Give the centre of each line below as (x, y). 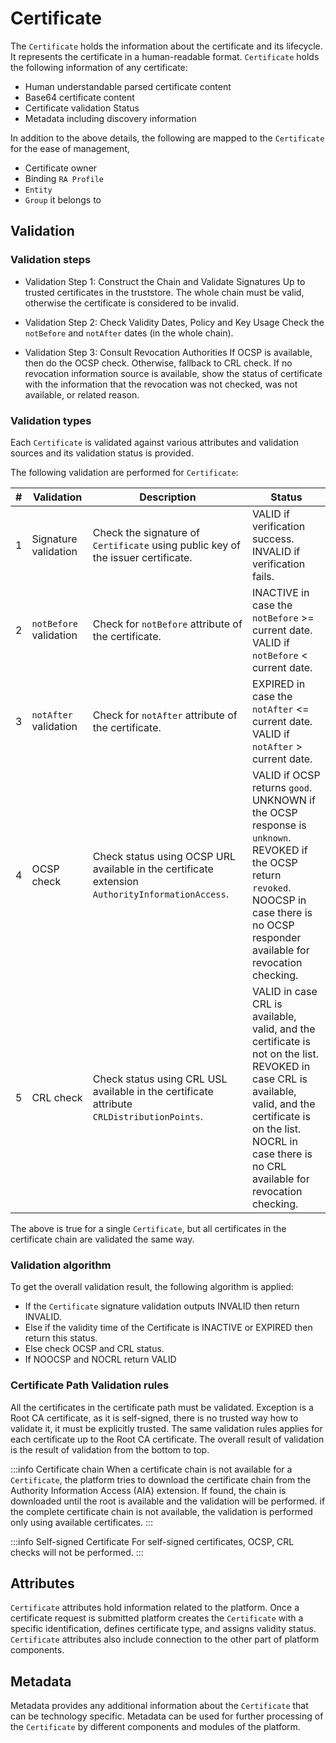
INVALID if (276, 551)
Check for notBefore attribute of (167, 624)
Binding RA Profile (64, 178)
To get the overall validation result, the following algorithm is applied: (152, 1287)
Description (168, 497)
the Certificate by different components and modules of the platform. (155, 1727)
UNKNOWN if (283, 800)
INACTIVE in (280, 592)
